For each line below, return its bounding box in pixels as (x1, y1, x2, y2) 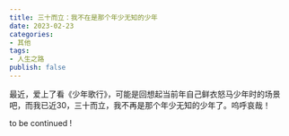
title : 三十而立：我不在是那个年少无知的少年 (9, 13, 159, 22)
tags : (9, 47, 30, 55)
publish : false (9, 64, 66, 72)
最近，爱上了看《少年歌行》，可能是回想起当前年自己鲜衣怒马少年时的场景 (9, 89, 281, 99)
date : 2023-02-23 (9, 21, 74, 30)
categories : (9, 30, 54, 38)
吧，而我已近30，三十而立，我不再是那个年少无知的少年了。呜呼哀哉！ (9, 99, 271, 110)
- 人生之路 (9, 55, 45, 64)
